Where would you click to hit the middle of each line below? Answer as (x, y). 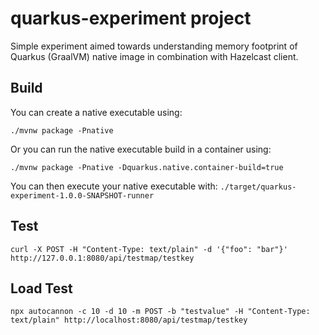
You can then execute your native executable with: (114, 186)
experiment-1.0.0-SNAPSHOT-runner (82, 195)
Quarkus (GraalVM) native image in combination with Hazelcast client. (154, 56)
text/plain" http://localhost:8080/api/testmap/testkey (129, 320)
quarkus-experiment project (131, 18)
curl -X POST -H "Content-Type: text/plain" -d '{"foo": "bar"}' (149, 249)
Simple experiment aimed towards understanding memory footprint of (154, 46)
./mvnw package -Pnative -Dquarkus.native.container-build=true (147, 167)
